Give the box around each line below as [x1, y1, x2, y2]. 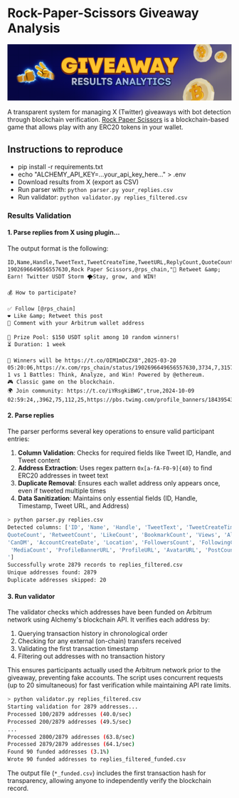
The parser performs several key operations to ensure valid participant [7, 427, 215, 436]
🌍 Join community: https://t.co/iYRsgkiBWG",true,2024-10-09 [7, 387, 195, 394]
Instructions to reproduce [7, 143, 123, 156]
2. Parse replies [7, 411, 55, 420]
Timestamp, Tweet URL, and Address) [17, 502, 129, 510]
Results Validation [7, 211, 72, 221]
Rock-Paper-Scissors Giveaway [7, 5, 199, 21]
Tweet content [17, 456, 60, 465]
